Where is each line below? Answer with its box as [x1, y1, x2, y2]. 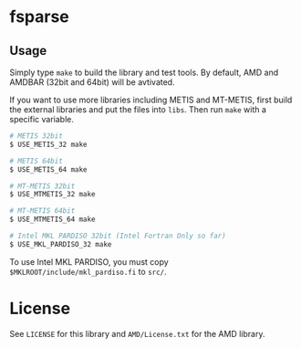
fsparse [9, 6, 70, 27]
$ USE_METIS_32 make [9, 140, 88, 149]
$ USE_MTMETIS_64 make [9, 215, 96, 225]
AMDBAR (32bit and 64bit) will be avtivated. [9, 77, 175, 88]
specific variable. [9, 114, 75, 124]
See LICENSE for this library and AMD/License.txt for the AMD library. [9, 328, 265, 339]
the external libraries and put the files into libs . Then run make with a [9, 104, 267, 115]
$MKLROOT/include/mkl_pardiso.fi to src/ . [9, 266, 167, 277]
